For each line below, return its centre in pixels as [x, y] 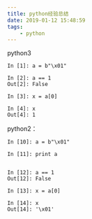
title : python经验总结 [38, 14]
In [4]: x [22, 109]
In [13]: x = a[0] [34, 191]
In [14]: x [23, 204]
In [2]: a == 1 [29, 78]
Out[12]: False [29, 179]
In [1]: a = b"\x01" [37, 66]
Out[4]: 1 [22, 115]
